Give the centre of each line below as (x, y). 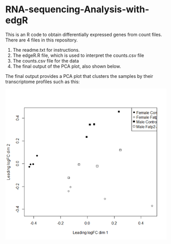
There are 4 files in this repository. (41, 40)
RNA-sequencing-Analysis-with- (77, 9)
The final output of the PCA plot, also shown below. (67, 66)
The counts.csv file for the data (46, 60)
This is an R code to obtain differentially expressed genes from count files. (84, 34)
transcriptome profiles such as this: (43, 82)
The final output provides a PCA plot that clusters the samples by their (79, 76)
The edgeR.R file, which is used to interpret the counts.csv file (78, 55)
